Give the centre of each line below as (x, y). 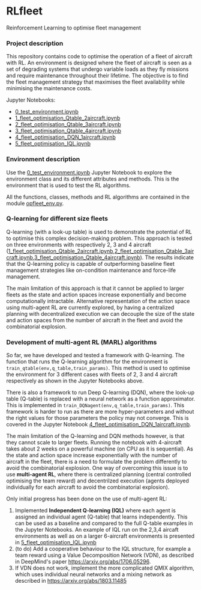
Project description (35, 43)
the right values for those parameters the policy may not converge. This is (97, 418)
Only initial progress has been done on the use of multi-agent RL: (87, 499)
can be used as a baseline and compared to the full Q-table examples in (104, 523)
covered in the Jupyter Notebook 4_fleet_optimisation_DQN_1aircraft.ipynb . (99, 425)
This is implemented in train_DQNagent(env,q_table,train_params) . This (95, 405)
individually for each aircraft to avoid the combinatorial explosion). (88, 487)
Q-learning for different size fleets (57, 219)
